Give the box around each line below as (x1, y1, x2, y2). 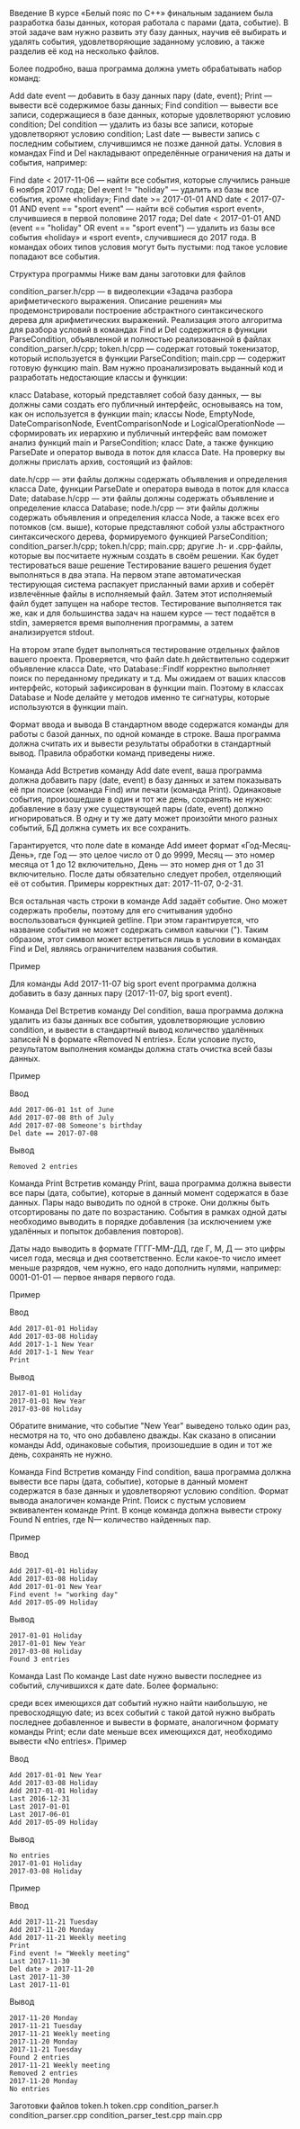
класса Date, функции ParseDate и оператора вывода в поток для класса (9, 483, 290, 494)
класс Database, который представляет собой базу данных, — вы (9, 390, 262, 400)
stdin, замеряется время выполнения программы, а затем (9, 617, 234, 628)
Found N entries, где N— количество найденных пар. (9, 1514, 212, 1524)
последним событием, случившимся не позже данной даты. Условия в (9, 139, 283, 148)
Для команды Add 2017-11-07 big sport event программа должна (9, 978, 258, 989)
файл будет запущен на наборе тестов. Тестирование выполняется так (9, 598, 282, 608)
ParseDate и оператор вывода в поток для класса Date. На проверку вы (9, 447, 286, 457)
